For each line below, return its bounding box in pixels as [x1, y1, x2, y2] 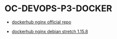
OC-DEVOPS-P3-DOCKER [4, 3, 112, 14]
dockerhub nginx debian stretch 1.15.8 [11, 28, 89, 34]
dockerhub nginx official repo [11, 19, 71, 25]
